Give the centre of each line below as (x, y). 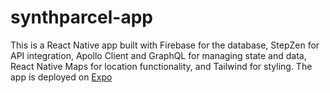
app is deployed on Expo (61, 77)
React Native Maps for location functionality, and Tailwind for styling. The (161, 66)
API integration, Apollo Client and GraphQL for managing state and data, (158, 55)
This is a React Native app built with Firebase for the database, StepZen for (165, 45)
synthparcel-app (82, 17)
